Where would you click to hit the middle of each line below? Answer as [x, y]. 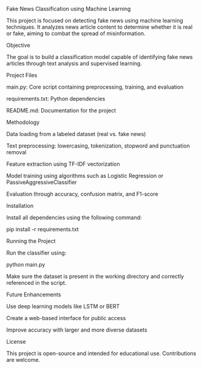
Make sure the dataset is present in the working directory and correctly [95, 276]
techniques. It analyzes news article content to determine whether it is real [99, 27]
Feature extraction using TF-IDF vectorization [63, 164]
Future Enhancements [34, 295]
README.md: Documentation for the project [61, 111]
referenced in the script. [36, 283]
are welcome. [23, 360]
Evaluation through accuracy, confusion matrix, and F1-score [82, 194]
